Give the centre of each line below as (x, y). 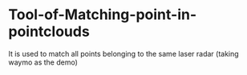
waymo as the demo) (43, 62)
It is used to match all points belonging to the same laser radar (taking (123, 53)
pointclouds (49, 32)
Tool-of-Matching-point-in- (103, 15)
